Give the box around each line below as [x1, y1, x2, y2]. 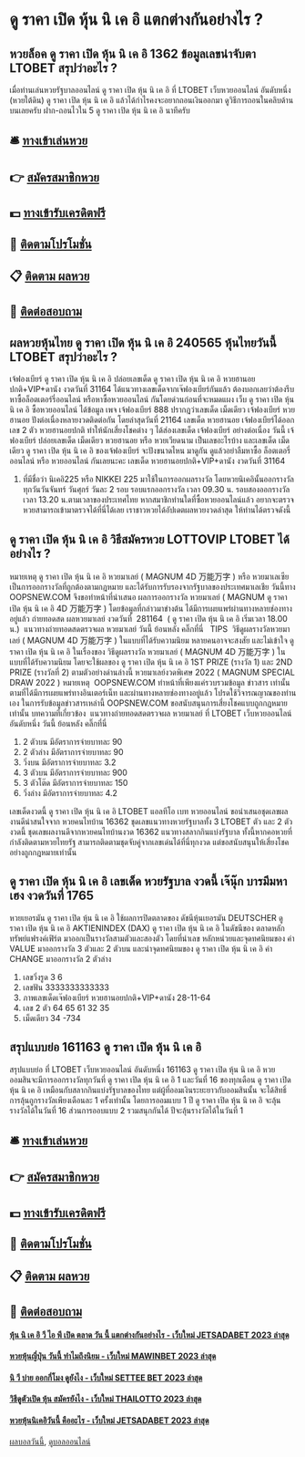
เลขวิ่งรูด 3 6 [22, 971, 63, 982]
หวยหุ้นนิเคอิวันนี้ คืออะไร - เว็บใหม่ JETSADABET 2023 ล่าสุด [9, 1414, 209, 1426]
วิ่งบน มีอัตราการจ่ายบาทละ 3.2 [22, 757, 117, 768]
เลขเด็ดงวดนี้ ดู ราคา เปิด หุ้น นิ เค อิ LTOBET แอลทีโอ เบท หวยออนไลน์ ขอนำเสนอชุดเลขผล [9, 805, 289, 816]
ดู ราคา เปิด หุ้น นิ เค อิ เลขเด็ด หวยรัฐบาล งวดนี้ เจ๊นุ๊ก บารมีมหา [9, 873, 288, 889]
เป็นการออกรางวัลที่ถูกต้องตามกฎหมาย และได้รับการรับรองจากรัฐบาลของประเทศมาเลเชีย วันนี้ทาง [9, 581, 296, 592]
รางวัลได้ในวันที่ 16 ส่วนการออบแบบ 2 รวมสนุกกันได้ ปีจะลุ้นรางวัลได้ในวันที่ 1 [9, 1104, 244, 1116]
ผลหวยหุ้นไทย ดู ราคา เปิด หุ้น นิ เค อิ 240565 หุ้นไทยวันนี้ [9, 335, 277, 350]
